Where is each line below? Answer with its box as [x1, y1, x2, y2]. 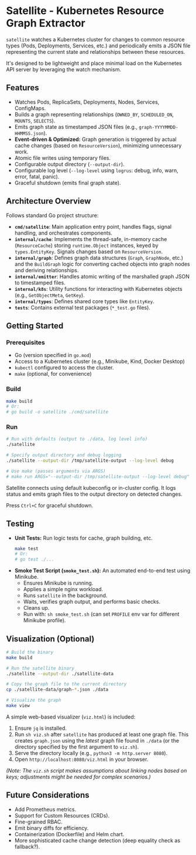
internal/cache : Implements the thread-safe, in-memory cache [14, 235, 167, 242]
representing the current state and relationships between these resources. [6, 48, 185, 55]
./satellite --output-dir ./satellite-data [6, 671, 114, 677]
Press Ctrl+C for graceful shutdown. [6, 502, 94, 509]
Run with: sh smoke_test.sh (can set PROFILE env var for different [23, 610, 180, 618]
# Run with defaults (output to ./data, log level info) [6, 436, 148, 442]
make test [14, 545, 39, 551]
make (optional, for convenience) [14, 370, 92, 377]
